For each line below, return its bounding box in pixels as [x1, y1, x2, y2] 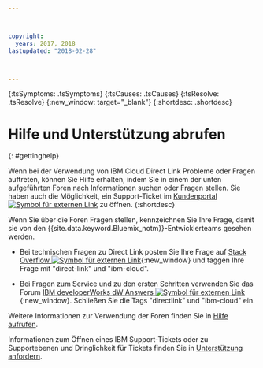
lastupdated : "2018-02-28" [8, 46, 97, 55]
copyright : [8, 32, 44, 40]
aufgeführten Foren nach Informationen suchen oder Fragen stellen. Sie [8, 183, 241, 193]
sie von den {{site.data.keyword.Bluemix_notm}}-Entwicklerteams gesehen [8, 224, 252, 233]
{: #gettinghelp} [8, 151, 60, 161]
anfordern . [8, 351, 43, 361]
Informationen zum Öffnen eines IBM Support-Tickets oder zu [8, 335, 209, 344]
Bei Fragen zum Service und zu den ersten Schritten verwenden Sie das [19, 279, 254, 288]
